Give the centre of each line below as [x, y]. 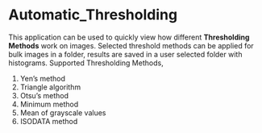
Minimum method [49, 104]
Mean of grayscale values [63, 112]
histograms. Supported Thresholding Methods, [86, 63]
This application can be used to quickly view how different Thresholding [129, 37]
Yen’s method [43, 78]
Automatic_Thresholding [93, 15]
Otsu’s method [44, 95]
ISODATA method [49, 121]
